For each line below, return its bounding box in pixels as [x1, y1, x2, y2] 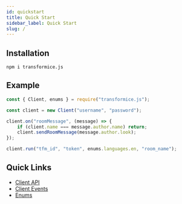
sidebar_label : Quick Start [6, 20, 77, 26]
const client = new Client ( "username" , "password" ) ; [6, 107, 142, 113]
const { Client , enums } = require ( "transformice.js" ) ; [6, 96, 150, 103]
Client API [15, 179, 41, 186]
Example [6, 80, 40, 91]
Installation [6, 48, 50, 58]
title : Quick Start [6, 14, 56, 21]
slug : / [6, 25, 26, 32]
